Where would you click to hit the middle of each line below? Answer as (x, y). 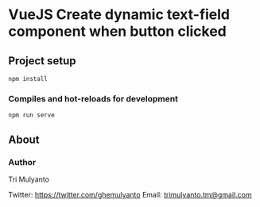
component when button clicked (117, 31)
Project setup (43, 61)
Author (22, 162)
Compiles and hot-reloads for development (93, 98)
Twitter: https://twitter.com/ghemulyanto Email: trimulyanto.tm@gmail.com (130, 194)
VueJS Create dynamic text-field (119, 15)
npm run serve (32, 115)
